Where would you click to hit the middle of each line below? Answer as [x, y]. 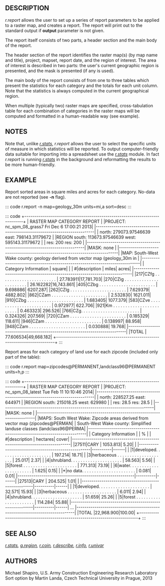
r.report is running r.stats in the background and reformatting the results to [81, 159]
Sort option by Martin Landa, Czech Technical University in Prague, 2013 [79, 578]
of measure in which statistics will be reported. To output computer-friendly [82, 149]
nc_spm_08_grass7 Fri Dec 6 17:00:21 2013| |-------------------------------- [82, 227]
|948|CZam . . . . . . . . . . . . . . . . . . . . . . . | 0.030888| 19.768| [66, 327]
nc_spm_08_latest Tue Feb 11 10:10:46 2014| [50, 392]
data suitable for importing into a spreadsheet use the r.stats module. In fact [82, 154]
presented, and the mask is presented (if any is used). [60, 71]
